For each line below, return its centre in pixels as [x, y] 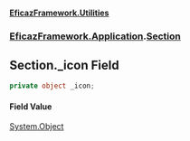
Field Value [31, 106]
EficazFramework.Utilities [59, 13]
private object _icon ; [52, 86]
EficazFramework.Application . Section [95, 36]
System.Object [37, 127]
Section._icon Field [64, 65]
